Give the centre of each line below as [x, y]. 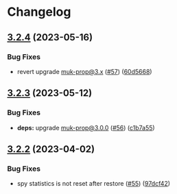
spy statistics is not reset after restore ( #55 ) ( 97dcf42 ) [93, 184]
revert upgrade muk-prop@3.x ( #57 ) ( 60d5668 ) [84, 71]
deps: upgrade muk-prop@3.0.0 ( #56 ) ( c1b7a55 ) [86, 128]
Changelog [39, 12]
